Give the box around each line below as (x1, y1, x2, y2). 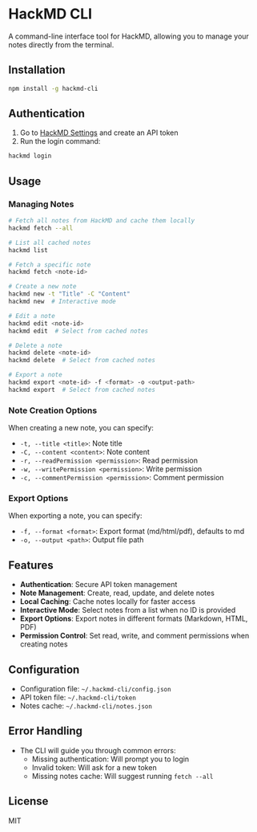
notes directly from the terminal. (8, 39, 114, 49)
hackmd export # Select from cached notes (8, 385, 156, 394)
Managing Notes (8, 198, 74, 210)
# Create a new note (8, 283, 78, 291)
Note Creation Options (8, 405, 98, 416)
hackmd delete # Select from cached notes (8, 357, 156, 365)
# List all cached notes (8, 239, 91, 247)
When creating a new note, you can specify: (8, 423, 155, 433)
